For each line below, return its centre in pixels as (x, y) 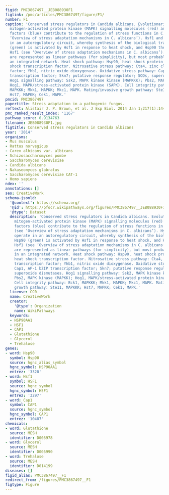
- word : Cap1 (19, 400)
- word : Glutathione (27, 428)
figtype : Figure (22, 485)
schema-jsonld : (21, 198)
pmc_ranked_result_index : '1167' (40, 114)
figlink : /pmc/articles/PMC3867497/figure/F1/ (55, 15)
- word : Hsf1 (19, 377)
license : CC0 (23, 292)
